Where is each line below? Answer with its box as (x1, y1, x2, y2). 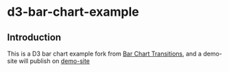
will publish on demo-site (19, 57, 91, 65)
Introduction (7, 32, 62, 43)
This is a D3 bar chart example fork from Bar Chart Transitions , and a (7, 49, 202, 58)
